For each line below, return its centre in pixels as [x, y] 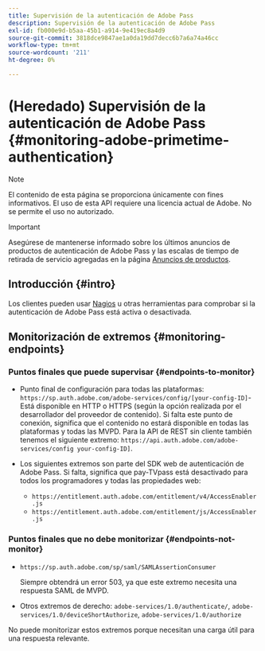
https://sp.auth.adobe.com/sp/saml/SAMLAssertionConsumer [118, 567]
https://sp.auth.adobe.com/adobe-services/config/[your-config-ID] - [136, 398]
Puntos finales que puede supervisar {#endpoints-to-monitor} [132, 372]
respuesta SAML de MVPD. [64, 591]
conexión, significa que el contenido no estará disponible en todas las [134, 423]
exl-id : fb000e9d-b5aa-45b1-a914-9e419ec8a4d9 [87, 30]
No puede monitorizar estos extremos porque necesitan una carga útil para [131, 630]
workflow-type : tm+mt [44, 45]
